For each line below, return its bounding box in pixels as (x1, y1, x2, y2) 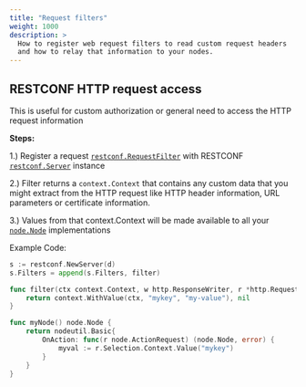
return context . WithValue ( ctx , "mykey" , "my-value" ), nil (25, 293, 250, 302)
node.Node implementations (9, 225, 111, 235)
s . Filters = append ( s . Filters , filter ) (9, 268, 161, 277)
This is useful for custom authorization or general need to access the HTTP (9, 105, 292, 116)
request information (9, 115, 84, 126)
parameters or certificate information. (9, 197, 150, 208)
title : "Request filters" (9, 13, 107, 23)
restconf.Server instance (9, 160, 106, 171)
